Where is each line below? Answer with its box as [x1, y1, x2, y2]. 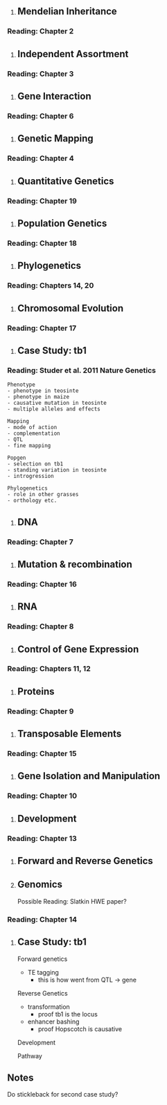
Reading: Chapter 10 [7, 791, 78, 801]
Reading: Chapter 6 [7, 111, 74, 121]
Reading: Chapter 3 [7, 69, 74, 79]
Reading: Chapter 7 [7, 536, 74, 546]
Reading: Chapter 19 [7, 196, 78, 206]
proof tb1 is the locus [37, 1010, 98, 1018]
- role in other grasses [7, 491, 79, 498]
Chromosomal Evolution [17, 302, 123, 314]
